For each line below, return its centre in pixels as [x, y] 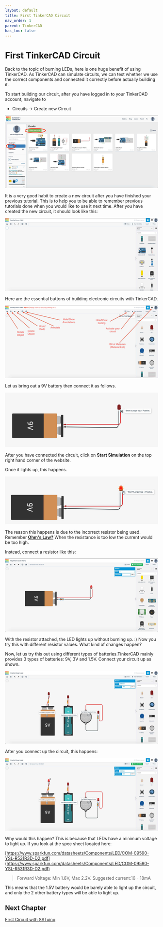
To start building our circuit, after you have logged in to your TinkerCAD [76, 94]
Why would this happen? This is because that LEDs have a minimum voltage [81, 838]
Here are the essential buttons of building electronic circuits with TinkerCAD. [81, 299]
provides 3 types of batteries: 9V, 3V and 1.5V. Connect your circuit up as [78, 659]
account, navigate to [25, 99]
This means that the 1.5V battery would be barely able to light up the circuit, [81, 888]
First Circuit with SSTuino [30, 920]
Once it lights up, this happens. [36, 469]
